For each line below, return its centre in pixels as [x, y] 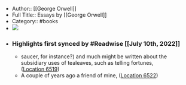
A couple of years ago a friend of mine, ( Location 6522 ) [89, 75]
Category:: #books [35, 21]
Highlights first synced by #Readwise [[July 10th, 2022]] [96, 43]
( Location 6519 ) [40, 69]
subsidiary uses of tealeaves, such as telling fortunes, [87, 63]
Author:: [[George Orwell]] [44, 9]
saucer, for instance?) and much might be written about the [94, 56]
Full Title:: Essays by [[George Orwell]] [59, 15]
